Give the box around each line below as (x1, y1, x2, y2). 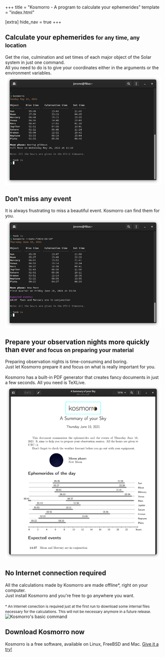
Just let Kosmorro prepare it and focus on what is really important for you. (5, 364, 156, 370)
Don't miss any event (5, 195, 72, 203)
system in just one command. (5, 59, 65, 65)
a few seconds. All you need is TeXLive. (5, 379, 86, 385)
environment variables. (5, 70, 52, 76)
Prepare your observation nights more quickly (5, 338, 150, 346)
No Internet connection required (5, 569, 106, 577)
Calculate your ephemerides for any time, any (5, 33, 140, 41)
